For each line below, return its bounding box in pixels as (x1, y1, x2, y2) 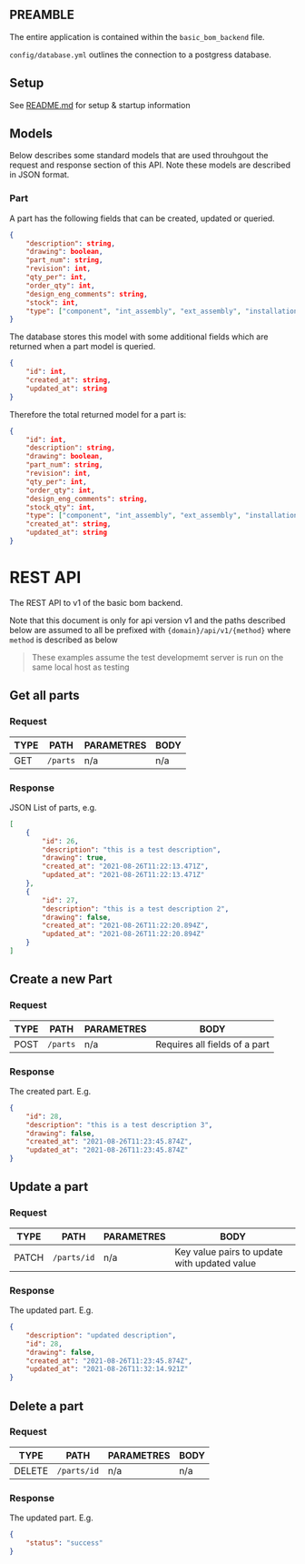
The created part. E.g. (9, 1085, 92, 1096)
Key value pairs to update (174, 1246, 283, 1258)
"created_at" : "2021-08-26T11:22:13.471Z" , (42, 862, 209, 872)
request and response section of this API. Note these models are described (9, 159, 290, 171)
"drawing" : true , (42, 853, 107, 863)
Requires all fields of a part (155, 1037, 270, 1050)
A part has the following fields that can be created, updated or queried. (9, 213, 275, 224)
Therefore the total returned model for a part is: (9, 409, 187, 419)
